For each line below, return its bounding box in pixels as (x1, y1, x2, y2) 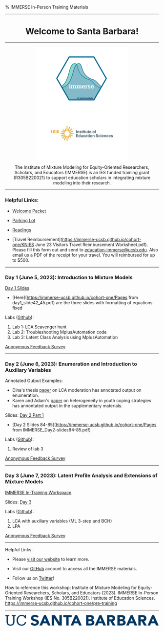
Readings (12, 227, 31, 233)
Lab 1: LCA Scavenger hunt (12, 324, 67, 330)
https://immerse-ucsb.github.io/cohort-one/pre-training (5, 600, 117, 606)
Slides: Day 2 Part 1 (5, 412, 44, 418)
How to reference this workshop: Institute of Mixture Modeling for (5, 585, 137, 590)
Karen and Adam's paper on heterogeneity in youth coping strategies (12, 398, 151, 404)
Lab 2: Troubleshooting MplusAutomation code (12, 329, 107, 335)
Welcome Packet (12, 208, 46, 214)
